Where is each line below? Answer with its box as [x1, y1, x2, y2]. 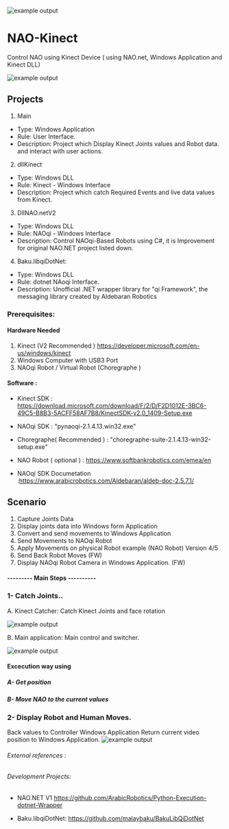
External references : [7, 751, 67, 759]
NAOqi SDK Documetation [16, 470, 91, 478]
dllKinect [16, 160, 43, 168]
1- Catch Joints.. [7, 591, 63, 601]
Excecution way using [7, 662, 71, 671]
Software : [7, 379, 38, 387]
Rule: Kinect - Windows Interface [16, 180, 111, 189]
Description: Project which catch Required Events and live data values [16, 188, 215, 196]
